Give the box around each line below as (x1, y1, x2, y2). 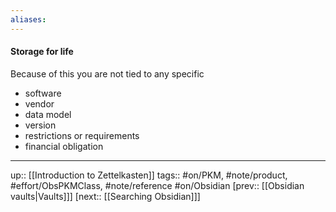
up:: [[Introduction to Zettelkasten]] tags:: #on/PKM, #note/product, (10, 169, 288, 181)
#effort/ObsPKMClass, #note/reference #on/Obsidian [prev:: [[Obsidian (10, 179, 305, 191)
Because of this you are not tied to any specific (10, 67, 205, 80)
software (24, 87, 62, 99)
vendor (24, 97, 55, 110)
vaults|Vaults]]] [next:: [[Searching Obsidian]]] (10, 190, 201, 202)
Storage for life (10, 46, 74, 58)
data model (24, 108, 72, 120)
